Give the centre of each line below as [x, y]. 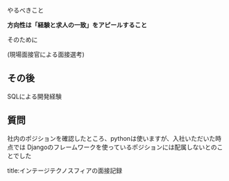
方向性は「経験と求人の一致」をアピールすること [77, 25]
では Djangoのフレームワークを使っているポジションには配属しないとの [115, 147]
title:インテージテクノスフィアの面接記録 [65, 170]
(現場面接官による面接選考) [46, 54]
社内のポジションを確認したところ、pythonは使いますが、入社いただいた [111, 138]
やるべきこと [25, 10]
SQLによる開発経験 [35, 96]
